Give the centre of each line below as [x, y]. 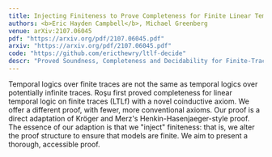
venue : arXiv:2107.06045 [50, 31]
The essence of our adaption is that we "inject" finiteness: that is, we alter [132, 127]
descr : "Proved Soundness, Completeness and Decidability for [115, 62]
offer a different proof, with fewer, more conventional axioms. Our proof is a [134, 109]
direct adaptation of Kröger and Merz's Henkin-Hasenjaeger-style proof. [129, 118]
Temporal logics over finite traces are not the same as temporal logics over [133, 84]
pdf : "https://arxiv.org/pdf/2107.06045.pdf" [86, 38]
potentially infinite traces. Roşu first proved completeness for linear [120, 92]
